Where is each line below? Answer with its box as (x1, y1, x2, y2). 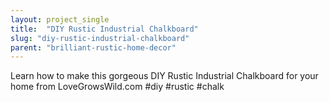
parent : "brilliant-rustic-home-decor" (10, 42, 177, 53)
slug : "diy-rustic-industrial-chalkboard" (10, 33, 190, 43)
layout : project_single (10, 14, 110, 25)
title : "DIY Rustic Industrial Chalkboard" (10, 24, 199, 34)
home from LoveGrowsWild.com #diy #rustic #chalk (10, 81, 225, 93)
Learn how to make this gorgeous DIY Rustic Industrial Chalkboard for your (10, 70, 319, 82)
